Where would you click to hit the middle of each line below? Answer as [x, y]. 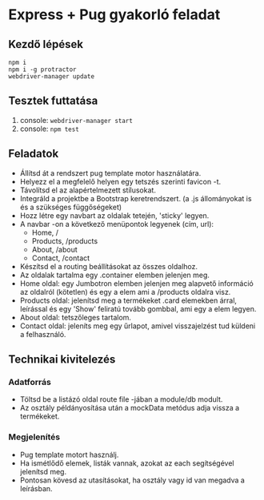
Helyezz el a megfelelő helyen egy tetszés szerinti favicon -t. [120, 181]
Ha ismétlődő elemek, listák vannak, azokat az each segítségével [127, 463]
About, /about [54, 249]
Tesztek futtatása [53, 101]
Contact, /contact [61, 258]
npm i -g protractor [43, 69]
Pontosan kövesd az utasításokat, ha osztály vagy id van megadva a [132, 480]
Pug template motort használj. [69, 454]
